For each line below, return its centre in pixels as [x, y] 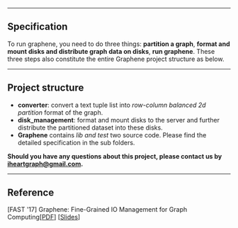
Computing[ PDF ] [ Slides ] [44, 217]
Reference [31, 193]
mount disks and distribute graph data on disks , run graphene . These [111, 51]
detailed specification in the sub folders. [76, 142]
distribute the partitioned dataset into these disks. [90, 127]
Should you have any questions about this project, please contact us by [115, 156]
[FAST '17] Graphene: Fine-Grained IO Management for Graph [97, 210]
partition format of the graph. [60, 112]
